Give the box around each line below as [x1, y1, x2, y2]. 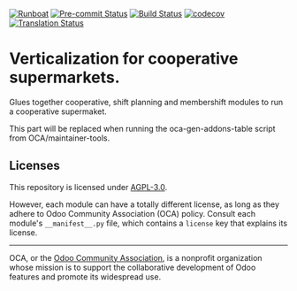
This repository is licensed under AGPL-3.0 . [9, 181, 168, 192]
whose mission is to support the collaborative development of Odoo [9, 262, 256, 272]
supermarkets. [9, 67, 121, 88]
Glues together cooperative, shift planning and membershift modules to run [9, 96, 284, 107]
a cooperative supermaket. [9, 106, 108, 117]
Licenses [9, 158, 60, 173]
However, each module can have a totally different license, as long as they [9, 199, 280, 210]
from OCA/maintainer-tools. [9, 133, 110, 143]
